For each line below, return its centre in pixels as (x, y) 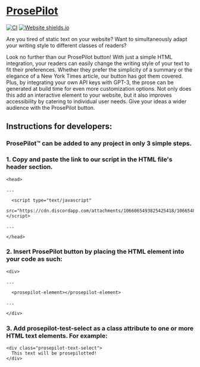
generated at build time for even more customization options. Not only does (99, 88)
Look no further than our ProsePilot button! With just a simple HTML (89, 57)
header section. (29, 167)
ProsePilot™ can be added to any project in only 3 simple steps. (99, 143)
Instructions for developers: (59, 127)
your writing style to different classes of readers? (66, 45)
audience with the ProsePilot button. (51, 107)
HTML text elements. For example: (57, 335)
